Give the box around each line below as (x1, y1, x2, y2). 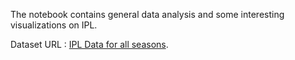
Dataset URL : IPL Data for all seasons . (10, 39, 169, 50)
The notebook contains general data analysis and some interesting (10, 9, 285, 20)
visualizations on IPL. (10, 19, 98, 31)
